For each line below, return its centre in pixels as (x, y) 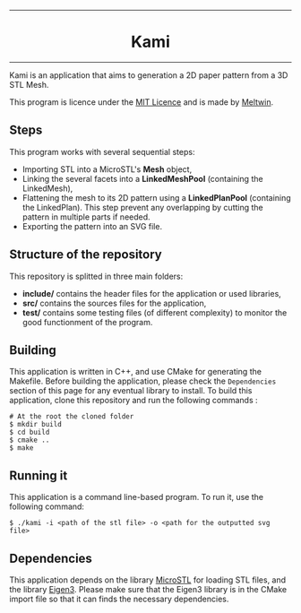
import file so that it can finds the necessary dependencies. (119, 599)
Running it (39, 475)
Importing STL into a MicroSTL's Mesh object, (107, 169)
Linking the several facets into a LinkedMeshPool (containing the (142, 178)
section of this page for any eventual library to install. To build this (131, 391)
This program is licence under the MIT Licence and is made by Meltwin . (142, 102)
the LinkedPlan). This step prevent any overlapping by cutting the (142, 207)
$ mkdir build (36, 425)
